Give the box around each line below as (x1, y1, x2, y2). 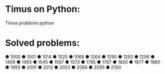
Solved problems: (5, 37, 80, 49)
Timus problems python (5, 20, 54, 26)
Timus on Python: (5, 3, 80, 15)
